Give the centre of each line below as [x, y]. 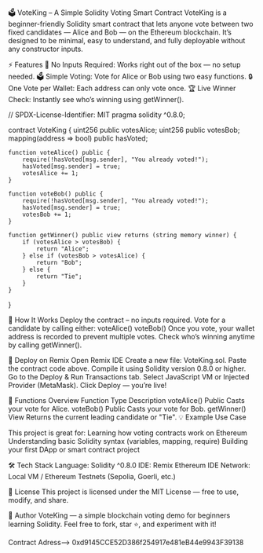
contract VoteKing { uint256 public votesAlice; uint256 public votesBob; [124, 130]
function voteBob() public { [56, 194]
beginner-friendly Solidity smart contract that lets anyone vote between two [131, 24]
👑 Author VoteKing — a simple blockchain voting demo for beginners [119, 515]
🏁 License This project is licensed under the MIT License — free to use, [124, 492]
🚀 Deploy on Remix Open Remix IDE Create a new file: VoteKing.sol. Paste [128, 360]
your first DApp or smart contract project [74, 449]
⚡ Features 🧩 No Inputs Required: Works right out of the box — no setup [124, 64]
